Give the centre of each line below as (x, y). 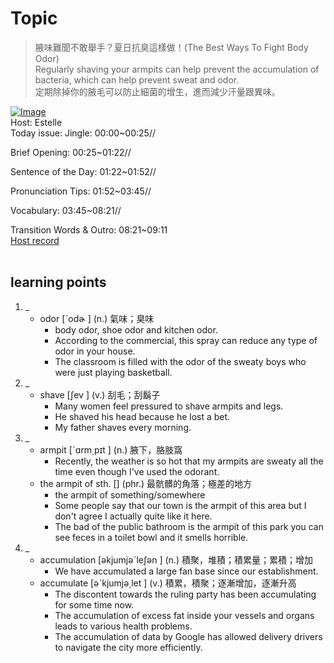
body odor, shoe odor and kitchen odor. (136, 329)
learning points (58, 282)
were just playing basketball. (113, 372)
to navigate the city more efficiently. (128, 647)
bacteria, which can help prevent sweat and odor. (137, 79)
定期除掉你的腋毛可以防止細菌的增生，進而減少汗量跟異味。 (157, 91)
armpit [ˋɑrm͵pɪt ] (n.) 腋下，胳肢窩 (111, 449)
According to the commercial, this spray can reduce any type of (186, 340)
